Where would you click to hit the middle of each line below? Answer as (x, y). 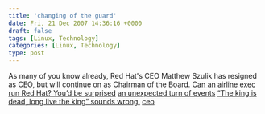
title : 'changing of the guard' (62, 16)
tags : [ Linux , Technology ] (54, 38)
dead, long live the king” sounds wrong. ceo (81, 102)
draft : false (30, 31)
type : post (27, 53)
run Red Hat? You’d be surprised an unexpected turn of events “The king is (132, 93)
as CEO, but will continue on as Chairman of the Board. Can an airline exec (132, 84)
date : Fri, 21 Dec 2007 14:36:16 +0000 (75, 23)
